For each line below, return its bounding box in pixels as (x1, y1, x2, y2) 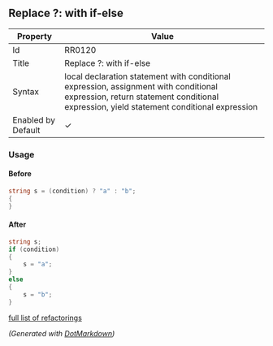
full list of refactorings (8, 313, 83, 322)
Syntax (12, 85, 39, 97)
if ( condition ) (8, 245, 60, 253)
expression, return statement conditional (64, 91, 219, 102)
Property (16, 30, 53, 41)
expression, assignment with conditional (64, 80, 218, 92)
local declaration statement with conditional (64, 71, 232, 82)
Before (8, 169, 32, 179)
